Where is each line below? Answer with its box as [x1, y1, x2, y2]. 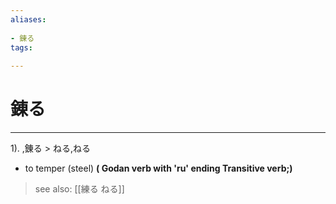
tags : [10, 42, 33, 53]
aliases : [10, 14, 47, 25]
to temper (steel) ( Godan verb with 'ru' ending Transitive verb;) [24, 162, 293, 175]
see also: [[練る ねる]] [34, 183, 125, 195]
